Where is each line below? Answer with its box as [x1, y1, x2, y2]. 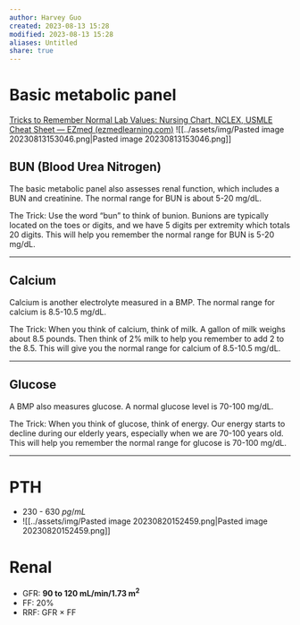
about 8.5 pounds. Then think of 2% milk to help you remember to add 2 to [9, 333, 284, 344]
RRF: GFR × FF [21, 607, 77, 618]
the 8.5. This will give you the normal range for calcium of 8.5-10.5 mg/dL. [9, 342, 281, 354]
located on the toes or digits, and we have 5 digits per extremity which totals [9, 219, 290, 230]
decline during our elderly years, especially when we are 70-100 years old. [9, 427, 284, 439]
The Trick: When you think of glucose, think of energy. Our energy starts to [9, 418, 286, 429]
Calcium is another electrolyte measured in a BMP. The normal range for [9, 296, 275, 307]
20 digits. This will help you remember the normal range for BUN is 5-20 [9, 229, 275, 240]
